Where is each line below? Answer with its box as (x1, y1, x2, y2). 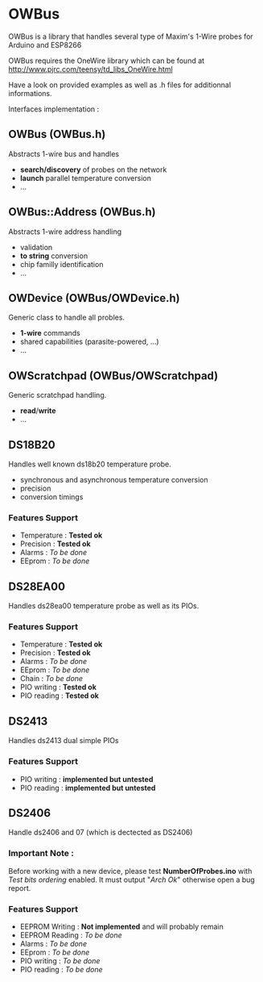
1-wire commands (19, 328, 80, 338)
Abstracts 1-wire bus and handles (8, 148, 119, 158)
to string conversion (19, 251, 88, 261)
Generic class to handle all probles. (8, 312, 125, 323)
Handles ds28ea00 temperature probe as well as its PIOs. (8, 601, 199, 611)
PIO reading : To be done (19, 964, 103, 974)
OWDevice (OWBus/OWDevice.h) (8, 291, 181, 305)
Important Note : (8, 848, 74, 859)
